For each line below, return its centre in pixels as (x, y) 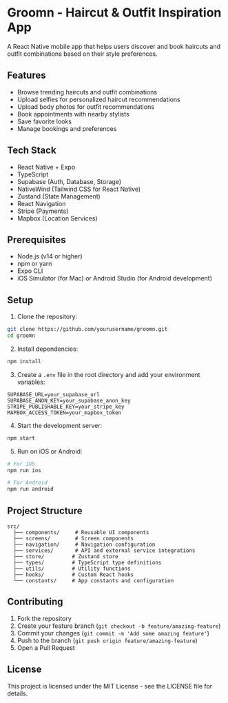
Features (27, 75)
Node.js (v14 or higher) (50, 256)
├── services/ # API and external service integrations (104, 551)
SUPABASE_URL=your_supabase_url (53, 394)
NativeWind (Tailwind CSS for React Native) (79, 189)
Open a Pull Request (46, 648)
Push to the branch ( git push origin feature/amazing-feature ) (107, 640)
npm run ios (24, 470)
